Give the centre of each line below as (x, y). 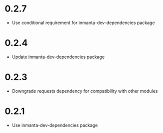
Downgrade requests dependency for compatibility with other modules (85, 91)
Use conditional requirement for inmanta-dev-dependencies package (83, 23)
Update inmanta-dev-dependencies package (58, 57)
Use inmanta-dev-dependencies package (55, 125)
